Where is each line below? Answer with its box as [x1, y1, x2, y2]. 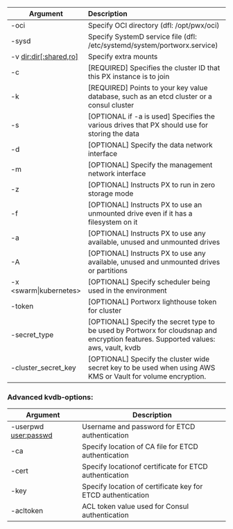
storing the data [87, 129, 140, 138]
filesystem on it [87, 218, 138, 227]
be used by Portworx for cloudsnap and [87, 326, 217, 335]
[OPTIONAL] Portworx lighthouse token [87, 297, 217, 306]
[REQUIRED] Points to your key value [87, 83, 208, 92]
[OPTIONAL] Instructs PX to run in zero [87, 180, 216, 189]
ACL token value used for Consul [82, 502, 189, 512]
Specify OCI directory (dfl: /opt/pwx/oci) [87, 21, 220, 30]
